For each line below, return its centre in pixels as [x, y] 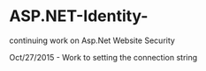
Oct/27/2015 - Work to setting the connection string [103, 57]
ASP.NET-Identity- [79, 16]
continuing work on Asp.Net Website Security [92, 40]
